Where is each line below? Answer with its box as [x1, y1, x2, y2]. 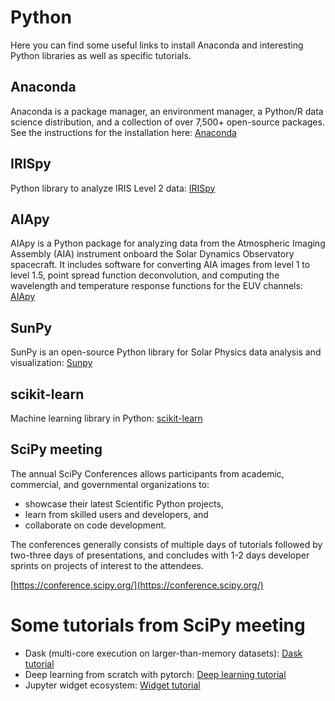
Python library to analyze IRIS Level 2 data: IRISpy [10, 182, 216, 194]
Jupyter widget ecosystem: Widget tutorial [24, 679, 201, 691]
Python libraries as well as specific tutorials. [10, 49, 192, 61]
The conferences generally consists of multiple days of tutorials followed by [10, 538, 323, 550]
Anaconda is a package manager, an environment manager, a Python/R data [10, 105, 324, 117]
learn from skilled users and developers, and [24, 508, 209, 520]
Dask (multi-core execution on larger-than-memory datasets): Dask [24, 647, 303, 659]
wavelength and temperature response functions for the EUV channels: [10, 280, 303, 292]
